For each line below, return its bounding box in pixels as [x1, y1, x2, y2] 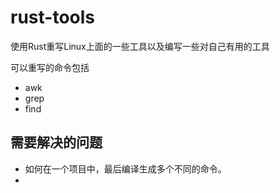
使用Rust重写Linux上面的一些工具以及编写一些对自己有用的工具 [10, 40, 270, 52]
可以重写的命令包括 [10, 61, 90, 73]
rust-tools [10, 6, 95, 29]
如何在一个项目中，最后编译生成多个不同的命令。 [24, 162, 227, 175]
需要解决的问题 [10, 134, 103, 151]
